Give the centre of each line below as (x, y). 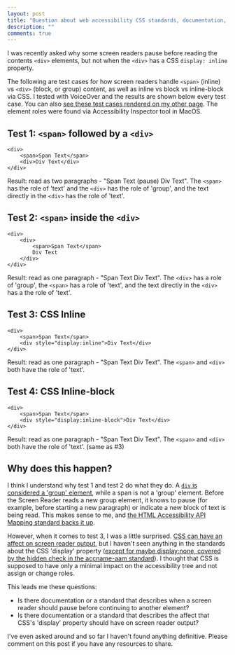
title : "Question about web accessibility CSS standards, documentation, (117, 20)
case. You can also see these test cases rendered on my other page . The (113, 104)
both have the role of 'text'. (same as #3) (66, 446)
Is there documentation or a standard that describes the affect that (113, 615)
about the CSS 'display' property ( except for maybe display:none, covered (114, 551)
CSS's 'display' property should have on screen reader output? (108, 623)
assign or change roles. (41, 573)
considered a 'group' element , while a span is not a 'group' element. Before (116, 493)
